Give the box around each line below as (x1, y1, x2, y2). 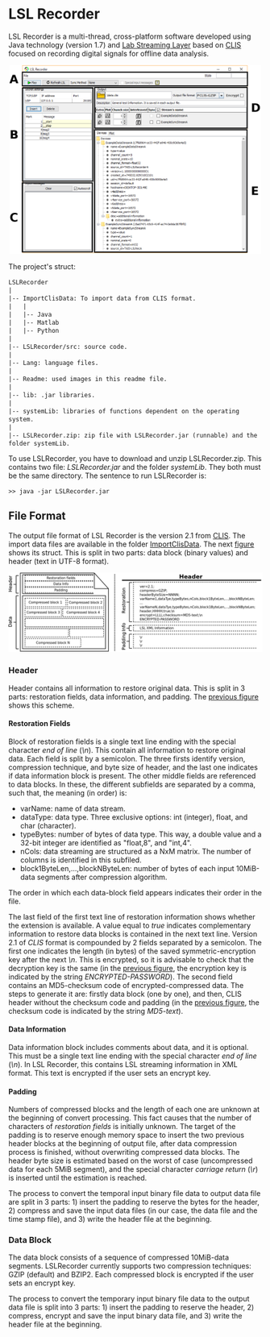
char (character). (19, 820, 77, 830)
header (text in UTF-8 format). (8, 556, 110, 566)
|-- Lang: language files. (8, 359, 99, 367)
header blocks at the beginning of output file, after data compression (8, 1139, 238, 1148)
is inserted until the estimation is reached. (8, 1173, 147, 1183)
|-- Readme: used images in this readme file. (8, 375, 168, 383)
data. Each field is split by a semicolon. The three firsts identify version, (8, 754, 246, 763)
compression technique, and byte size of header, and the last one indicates (8, 762, 258, 772)
